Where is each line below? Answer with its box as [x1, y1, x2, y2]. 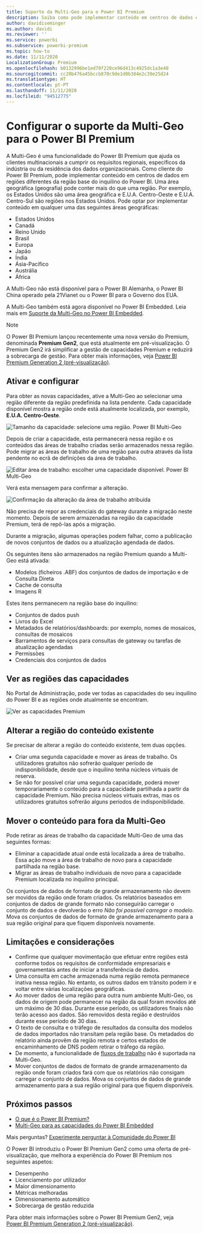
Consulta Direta [14, 575, 54, 582]
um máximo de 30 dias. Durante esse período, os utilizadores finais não [14, 1004, 194, 1012]
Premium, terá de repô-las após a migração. [6, 520, 116, 528]
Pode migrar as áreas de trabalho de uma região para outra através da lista [6, 448, 193, 455]
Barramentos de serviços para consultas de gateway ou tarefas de [14, 636, 181, 644]
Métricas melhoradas [14, 1189, 68, 1196]
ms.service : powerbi [6, 37, 59, 43]
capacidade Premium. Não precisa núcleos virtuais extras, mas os [14, 792, 180, 799]
